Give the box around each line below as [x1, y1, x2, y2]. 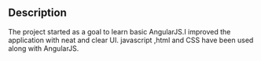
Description [8, 6, 67, 20]
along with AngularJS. [8, 43, 79, 53]
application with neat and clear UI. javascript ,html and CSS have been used [8, 35, 254, 45]
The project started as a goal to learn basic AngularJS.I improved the [8, 27, 231, 36]
